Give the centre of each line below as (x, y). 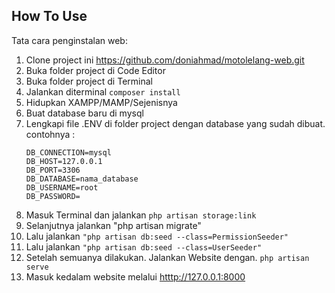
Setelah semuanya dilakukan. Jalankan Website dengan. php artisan (167, 257)
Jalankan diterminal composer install (103, 91)
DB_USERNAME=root (62, 187)
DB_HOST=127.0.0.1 (64, 161)
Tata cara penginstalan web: (69, 40)
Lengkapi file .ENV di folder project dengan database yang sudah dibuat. (175, 123)
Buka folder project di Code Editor (95, 70)
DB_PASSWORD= (53, 196)
